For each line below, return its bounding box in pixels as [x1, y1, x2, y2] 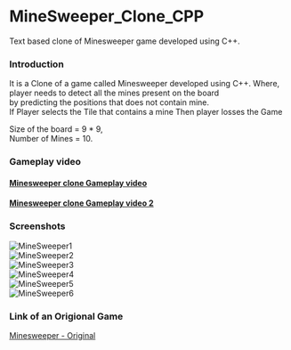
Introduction [9, 58, 64, 70]
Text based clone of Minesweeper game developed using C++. [9, 36, 240, 46]
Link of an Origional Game [9, 310, 124, 322]
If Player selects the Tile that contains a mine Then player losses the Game [9, 107, 283, 118]
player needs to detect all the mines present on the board [9, 87, 220, 99]
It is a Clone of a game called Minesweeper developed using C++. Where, [9, 78, 280, 89]
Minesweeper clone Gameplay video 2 [9, 198, 154, 208]
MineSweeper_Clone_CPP [9, 6, 205, 27]
